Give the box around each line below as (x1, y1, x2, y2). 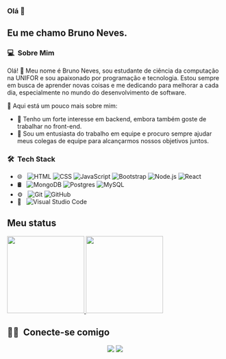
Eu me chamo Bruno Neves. (7, 27, 128, 39)
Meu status (7, 217, 57, 229)
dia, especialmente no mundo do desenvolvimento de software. (7, 88, 187, 97)
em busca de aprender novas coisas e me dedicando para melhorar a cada (7, 81, 219, 89)
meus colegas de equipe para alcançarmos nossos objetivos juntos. (16, 136, 210, 145)
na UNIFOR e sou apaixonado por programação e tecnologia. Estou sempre (7, 73, 220, 82)
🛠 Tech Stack (7, 154, 56, 164)
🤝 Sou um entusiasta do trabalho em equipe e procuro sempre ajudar (16, 129, 212, 138)
